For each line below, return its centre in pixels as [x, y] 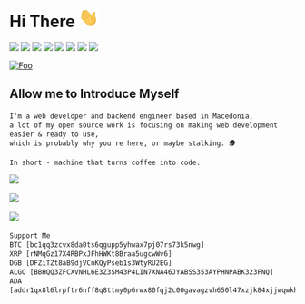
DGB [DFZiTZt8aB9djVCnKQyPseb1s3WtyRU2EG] [91, 263]
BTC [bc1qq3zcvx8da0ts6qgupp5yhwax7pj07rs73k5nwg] [107, 245]
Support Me [30, 235]
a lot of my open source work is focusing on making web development [144, 125]
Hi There [42, 22]
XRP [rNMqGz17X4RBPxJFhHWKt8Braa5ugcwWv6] [91, 254]
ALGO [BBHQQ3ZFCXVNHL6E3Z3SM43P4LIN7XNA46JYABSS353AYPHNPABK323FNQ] [142, 272]
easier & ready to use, [54, 134]
